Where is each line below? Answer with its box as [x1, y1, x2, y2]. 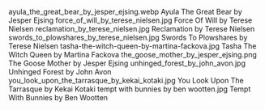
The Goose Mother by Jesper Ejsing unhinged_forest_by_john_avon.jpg [8, 58, 246, 68]
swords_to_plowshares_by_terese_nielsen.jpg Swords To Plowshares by [8, 32, 248, 42]
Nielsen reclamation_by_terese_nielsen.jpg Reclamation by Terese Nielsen [8, 24, 255, 33]
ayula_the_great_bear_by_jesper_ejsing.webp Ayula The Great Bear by [8, 7, 243, 16]
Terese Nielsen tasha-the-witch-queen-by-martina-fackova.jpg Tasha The [8, 41, 257, 51]
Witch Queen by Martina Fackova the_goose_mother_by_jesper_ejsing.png [8, 50, 258, 59]
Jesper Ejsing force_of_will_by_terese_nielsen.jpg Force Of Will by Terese [8, 15, 253, 25]
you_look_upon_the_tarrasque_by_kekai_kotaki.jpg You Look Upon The [8, 76, 245, 85]
